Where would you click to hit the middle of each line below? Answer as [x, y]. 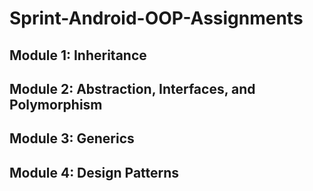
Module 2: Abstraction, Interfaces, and [132, 88]
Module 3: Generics [72, 138]
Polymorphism [56, 104]
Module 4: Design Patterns [94, 172]
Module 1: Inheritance [78, 55]
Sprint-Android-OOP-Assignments [156, 18]
